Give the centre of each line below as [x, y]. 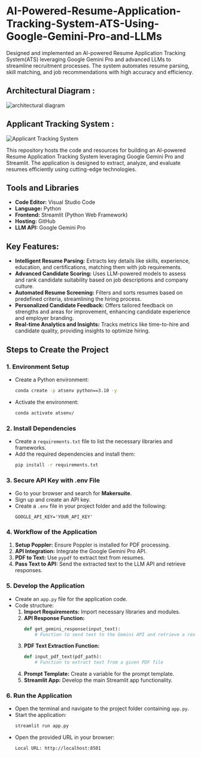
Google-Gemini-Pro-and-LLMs [84, 36]
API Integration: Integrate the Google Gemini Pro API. [81, 551]
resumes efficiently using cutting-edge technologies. [71, 169]
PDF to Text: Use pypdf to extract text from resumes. [80, 558]
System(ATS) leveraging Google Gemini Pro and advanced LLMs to [89, 59]
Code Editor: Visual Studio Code [55, 202]
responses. [29, 570]
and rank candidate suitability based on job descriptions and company [101, 280]
